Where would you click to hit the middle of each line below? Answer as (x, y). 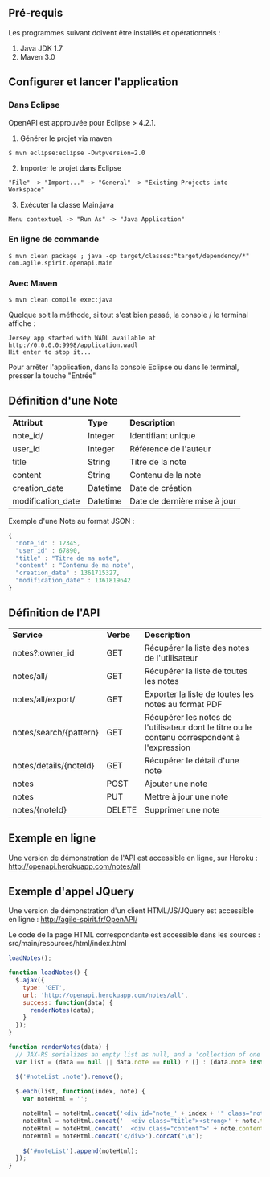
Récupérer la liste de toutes (196, 671)
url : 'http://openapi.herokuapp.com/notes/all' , (106, 995)
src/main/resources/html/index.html (67, 944)
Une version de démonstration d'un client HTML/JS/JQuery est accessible (131, 911)
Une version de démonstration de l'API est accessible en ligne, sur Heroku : (133, 858)
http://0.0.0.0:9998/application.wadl (73, 345)
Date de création (161, 488)
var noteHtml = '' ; (55, 1099)
